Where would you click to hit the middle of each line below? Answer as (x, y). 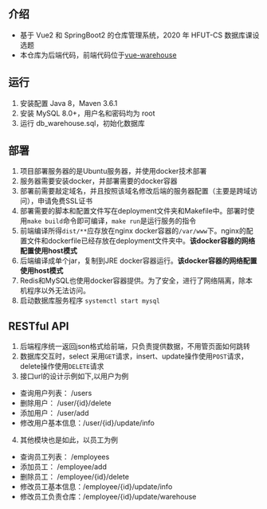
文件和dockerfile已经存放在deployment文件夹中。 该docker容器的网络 (141, 241)
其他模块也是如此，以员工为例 (69, 440)
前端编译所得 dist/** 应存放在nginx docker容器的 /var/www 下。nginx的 (133, 231)
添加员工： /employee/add (63, 467)
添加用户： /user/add (54, 413)
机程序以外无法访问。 (55, 291)
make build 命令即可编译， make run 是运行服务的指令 (112, 221)
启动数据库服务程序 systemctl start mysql (90, 300)
